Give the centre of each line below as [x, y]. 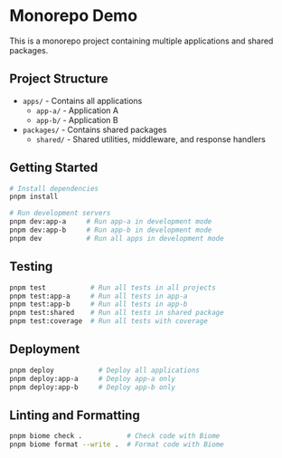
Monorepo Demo [74, 16]
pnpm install [34, 197]
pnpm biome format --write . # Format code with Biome [117, 444]
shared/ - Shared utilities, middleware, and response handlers [151, 139]
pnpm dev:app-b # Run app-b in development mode [111, 230]
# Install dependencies [54, 188]
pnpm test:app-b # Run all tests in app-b [99, 304]
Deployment [45, 349]
